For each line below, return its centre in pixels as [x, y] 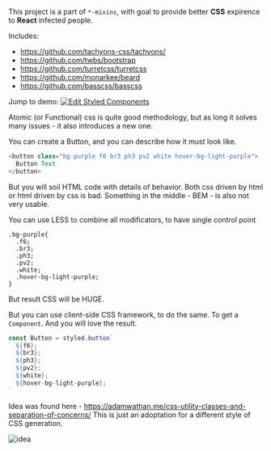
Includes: [23, 36]
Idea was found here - [45, 406]
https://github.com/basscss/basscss [81, 86]
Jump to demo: [34, 101]
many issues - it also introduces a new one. [81, 126]
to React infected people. [51, 20]
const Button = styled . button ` [61, 338]
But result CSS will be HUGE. [57, 299]
